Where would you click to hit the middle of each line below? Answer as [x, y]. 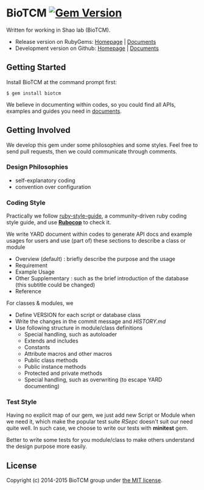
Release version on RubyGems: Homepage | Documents [86, 41]
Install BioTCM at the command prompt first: [62, 82]
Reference [28, 291]
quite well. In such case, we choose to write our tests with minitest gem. [97, 428]
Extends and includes [51, 341]
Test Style [22, 402]
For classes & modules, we [40, 303]
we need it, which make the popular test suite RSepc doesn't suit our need [100, 422]
